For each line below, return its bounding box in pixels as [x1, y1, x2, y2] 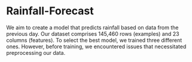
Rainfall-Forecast [6, 4, 94, 18]
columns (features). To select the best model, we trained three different [6, 36, 182, 44]
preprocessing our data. [6, 49, 66, 56]
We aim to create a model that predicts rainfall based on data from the [6, 24, 179, 31]
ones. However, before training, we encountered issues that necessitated [6, 43, 187, 50]
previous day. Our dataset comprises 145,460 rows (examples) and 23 [6, 30, 179, 37]
